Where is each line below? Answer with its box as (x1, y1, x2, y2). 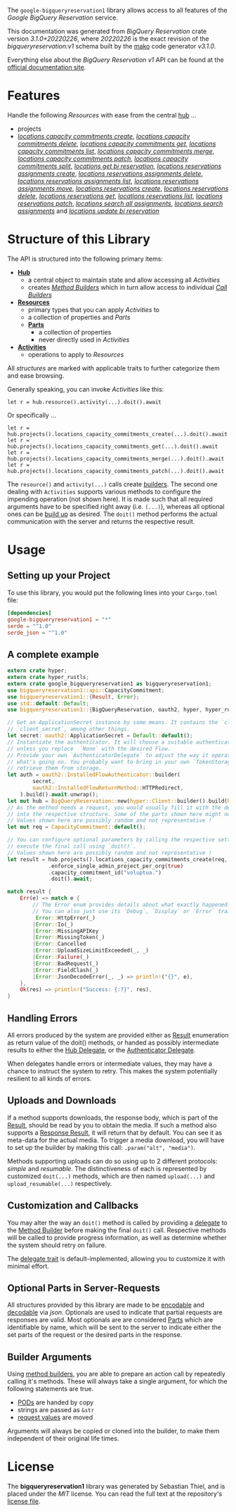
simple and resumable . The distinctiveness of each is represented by (7, 1164, 207, 1172)
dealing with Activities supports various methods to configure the (7, 487, 202, 496)
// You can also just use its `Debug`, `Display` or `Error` (32, 907, 216, 915)
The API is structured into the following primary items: (7, 254, 164, 263)
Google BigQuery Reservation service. (7, 13, 118, 22)
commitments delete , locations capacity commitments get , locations (17, 139, 216, 148)
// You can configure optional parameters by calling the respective (7, 836, 216, 844)
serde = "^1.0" (7, 622, 52, 630)
